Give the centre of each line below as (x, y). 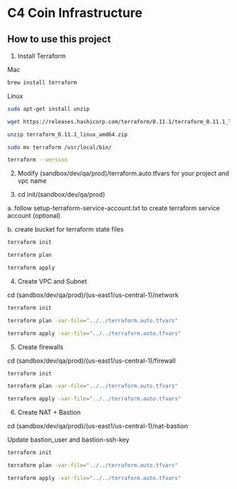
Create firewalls (40, 346)
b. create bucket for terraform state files (66, 229)
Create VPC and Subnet (52, 281)
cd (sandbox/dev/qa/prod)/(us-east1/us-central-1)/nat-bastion (98, 426)
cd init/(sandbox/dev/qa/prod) (61, 195)
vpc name (32, 181)
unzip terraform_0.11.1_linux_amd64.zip (68, 134)
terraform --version (38, 160)
